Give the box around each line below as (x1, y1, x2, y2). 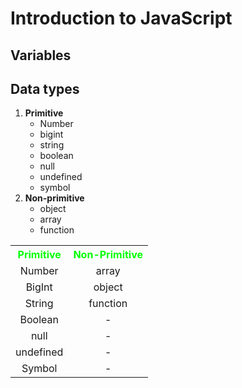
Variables (10, 47, 72, 64)
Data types (10, 80, 80, 97)
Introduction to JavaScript (10, 7, 233, 30)
